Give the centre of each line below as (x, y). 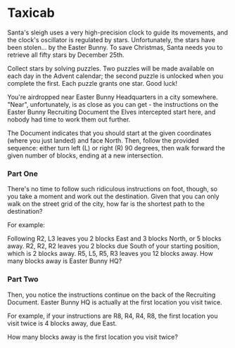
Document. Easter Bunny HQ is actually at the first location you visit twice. (115, 302)
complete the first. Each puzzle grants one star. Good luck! (93, 83)
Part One (23, 174)
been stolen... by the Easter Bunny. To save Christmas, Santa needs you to (115, 47)
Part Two (23, 279)
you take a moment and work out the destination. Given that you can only (113, 196)
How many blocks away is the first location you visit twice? (93, 337)
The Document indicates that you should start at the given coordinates (109, 133)
